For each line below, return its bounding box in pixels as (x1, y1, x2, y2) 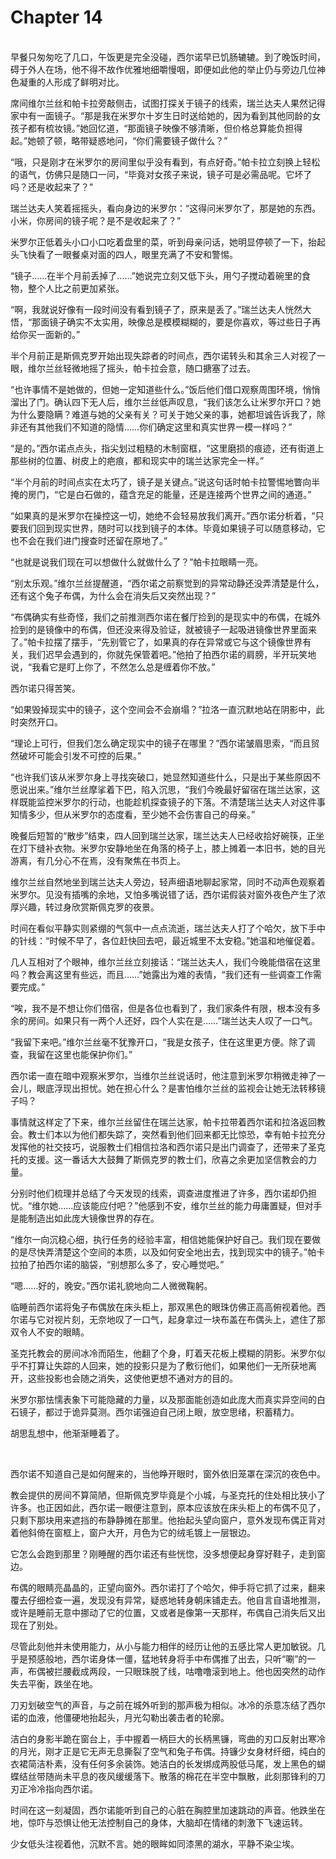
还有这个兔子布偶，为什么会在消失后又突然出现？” (10, 589, 217, 601)
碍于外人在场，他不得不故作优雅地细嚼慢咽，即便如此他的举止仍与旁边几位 (10, 63, 317, 75)
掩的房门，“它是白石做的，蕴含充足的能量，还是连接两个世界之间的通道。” (10, 488, 312, 500)
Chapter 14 (10, 6, 103, 29)
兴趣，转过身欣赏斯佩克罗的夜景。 (18, 901, 160, 913)
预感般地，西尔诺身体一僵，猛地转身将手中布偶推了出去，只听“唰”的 (27, 1652, 308, 1665)
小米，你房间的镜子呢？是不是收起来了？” (10, 214, 182, 226)
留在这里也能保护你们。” (36, 1048, 133, 1060)
